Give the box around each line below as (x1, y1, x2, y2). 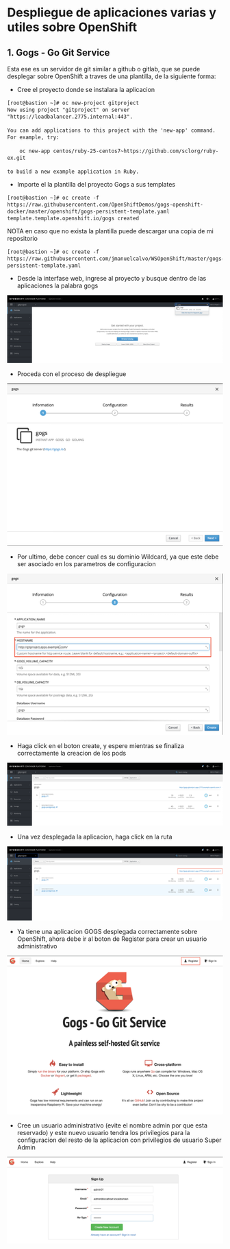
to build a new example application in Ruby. (7, 168, 139, 175)
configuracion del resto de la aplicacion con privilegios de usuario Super (16, 1136, 222, 1144)
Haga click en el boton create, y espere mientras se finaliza (16, 741, 185, 749)
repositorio (7, 235, 38, 242)
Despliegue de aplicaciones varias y (7, 5, 217, 21)
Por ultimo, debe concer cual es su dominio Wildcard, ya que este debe (16, 552, 219, 561)
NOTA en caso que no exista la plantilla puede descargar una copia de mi (7, 227, 214, 235)
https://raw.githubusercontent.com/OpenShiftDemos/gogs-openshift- (7, 201, 204, 208)
